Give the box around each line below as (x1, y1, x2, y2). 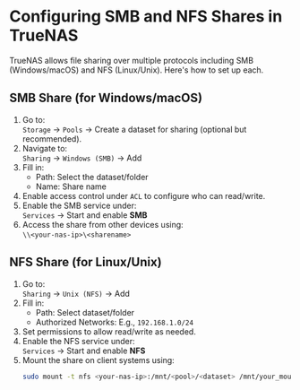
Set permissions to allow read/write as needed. (21, 325, 197, 337)
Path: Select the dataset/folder (35, 171, 150, 182)
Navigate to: (21, 143, 68, 153)
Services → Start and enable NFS (21, 345, 146, 356)
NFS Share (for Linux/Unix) (9, 255, 163, 270)
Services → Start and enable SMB (21, 209, 148, 221)
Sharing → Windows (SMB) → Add (21, 152, 142, 163)
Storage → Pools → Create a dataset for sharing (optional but (21, 124, 247, 134)
